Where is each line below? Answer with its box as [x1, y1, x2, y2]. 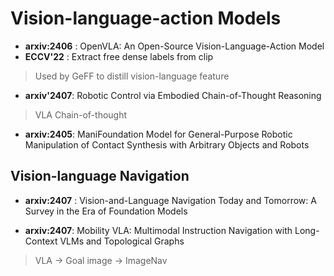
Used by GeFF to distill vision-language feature [34, 70, 230, 82]
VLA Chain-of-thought [34, 108, 128, 121]
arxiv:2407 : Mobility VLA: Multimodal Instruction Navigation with [24, 224, 293, 236]
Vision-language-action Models [10, 7, 282, 30]
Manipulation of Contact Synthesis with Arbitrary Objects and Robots [24, 138, 310, 151]
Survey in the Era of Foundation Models [24, 205, 188, 217]
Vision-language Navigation [10, 168, 190, 185]
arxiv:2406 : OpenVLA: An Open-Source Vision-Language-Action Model [24, 40, 325, 52]
